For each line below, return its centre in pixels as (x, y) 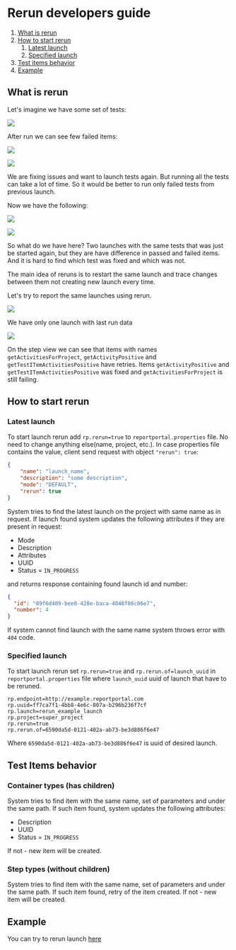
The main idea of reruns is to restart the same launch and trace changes (112, 274)
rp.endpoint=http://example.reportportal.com (75, 699)
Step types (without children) (59, 869)
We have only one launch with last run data (70, 322)
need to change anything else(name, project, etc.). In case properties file (113, 445)
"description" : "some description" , (74, 479)
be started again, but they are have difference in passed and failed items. (114, 253)
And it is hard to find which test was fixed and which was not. (96, 260)
